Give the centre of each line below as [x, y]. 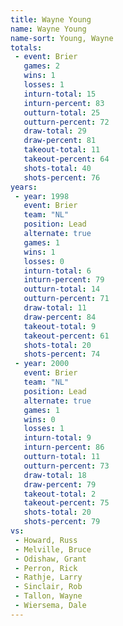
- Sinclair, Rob [48, 587]
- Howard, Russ [46, 540]
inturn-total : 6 [57, 271]
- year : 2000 [42, 364]
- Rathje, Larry [48, 577]
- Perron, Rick [46, 568]
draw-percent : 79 [60, 484]
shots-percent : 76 [62, 177]
